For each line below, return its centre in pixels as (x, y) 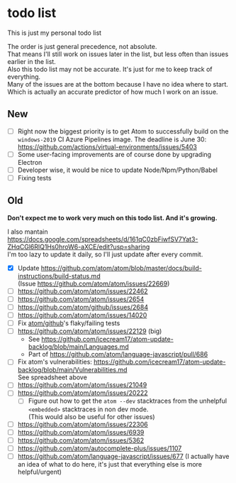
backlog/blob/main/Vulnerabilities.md (72, 370)
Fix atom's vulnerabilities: (55, 362)
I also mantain (28, 232)
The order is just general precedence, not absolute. (82, 46)
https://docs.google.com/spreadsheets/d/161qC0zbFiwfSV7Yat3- (103, 239)
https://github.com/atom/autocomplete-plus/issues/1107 (100, 448)
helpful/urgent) (40, 472)
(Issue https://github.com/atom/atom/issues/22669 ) (94, 283)
